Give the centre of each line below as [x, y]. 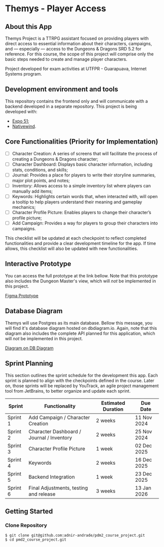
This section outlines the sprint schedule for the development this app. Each [82, 375]
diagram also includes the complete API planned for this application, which [80, 333]
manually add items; [32, 191]
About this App [29, 27]
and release [42, 494]
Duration [113, 409]
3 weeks [106, 491]
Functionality [60, 406]
